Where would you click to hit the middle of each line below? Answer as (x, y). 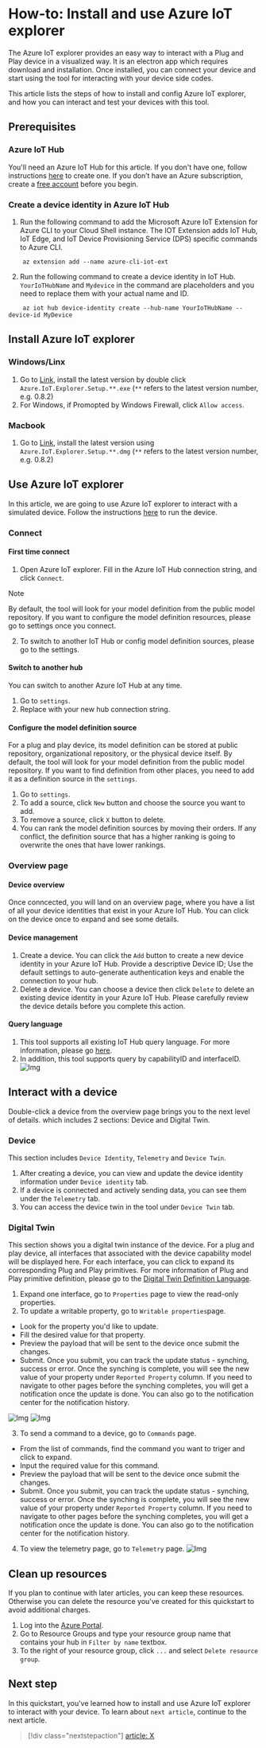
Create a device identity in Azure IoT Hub (89, 204)
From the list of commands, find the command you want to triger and (132, 1449)
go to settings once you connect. (62, 625)
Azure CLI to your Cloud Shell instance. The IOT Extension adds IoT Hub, (139, 230)
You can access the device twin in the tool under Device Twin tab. (127, 1207)
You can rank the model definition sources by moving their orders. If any (138, 828)
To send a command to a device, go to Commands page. (108, 1434)
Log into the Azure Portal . (62, 1625)
